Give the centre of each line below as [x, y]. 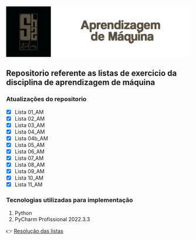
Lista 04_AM [30, 132]
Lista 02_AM [30, 118]
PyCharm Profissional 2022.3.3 [52, 219]
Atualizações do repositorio [46, 99]
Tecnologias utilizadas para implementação [70, 200]
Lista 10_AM [29, 178]
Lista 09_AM [30, 172]
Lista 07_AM [29, 158]
